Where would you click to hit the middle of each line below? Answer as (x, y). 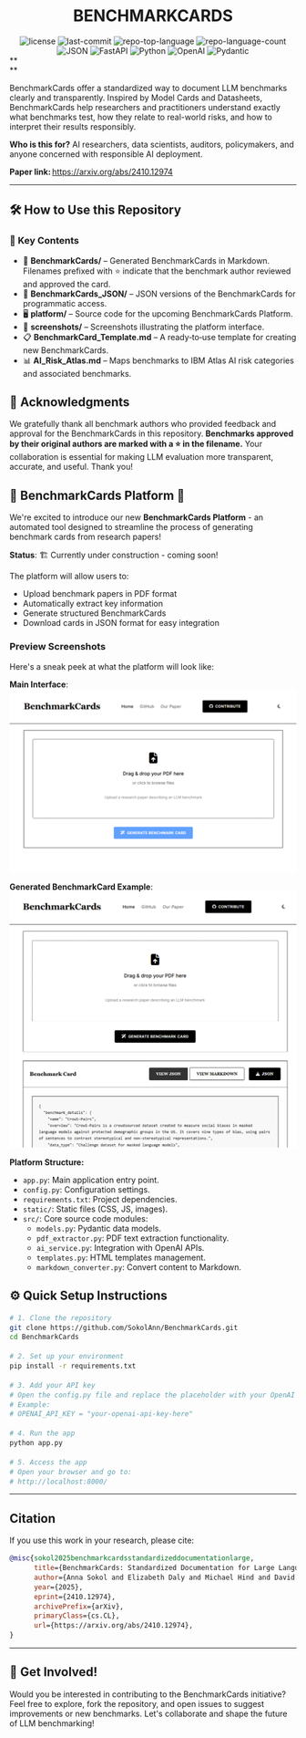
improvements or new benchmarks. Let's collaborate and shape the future (148, 1713)
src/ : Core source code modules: (85, 1218)
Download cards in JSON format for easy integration (121, 623)
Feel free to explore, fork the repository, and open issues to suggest (137, 1703)
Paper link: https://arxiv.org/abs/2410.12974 (91, 172)
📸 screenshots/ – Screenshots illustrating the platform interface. (143, 327)
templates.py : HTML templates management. (121, 1257)
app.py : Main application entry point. (91, 1180)
